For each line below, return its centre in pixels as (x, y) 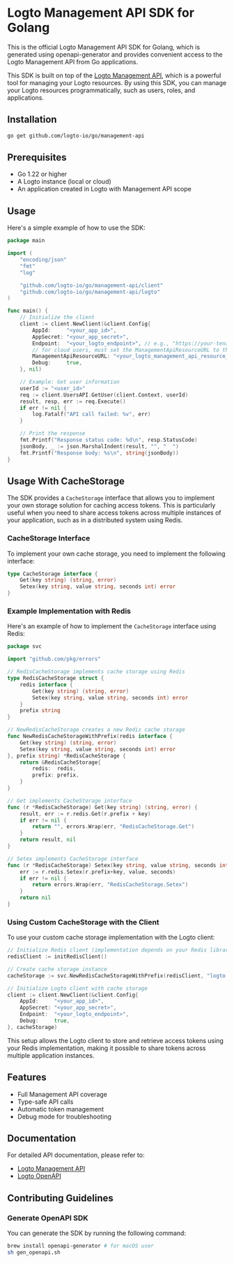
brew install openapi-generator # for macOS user (81, 1246)
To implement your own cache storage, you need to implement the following (116, 554)
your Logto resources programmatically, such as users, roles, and (101, 90)
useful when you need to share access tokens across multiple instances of (114, 513)
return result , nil (48, 840)
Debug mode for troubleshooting (64, 1116)
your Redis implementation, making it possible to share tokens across (107, 1048)
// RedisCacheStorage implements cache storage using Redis (96, 672)
